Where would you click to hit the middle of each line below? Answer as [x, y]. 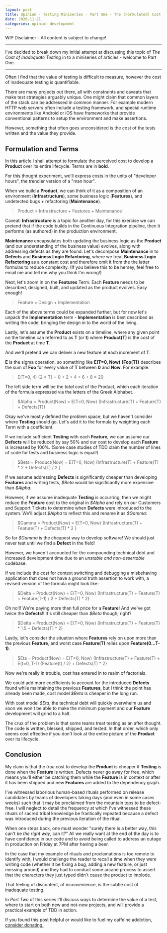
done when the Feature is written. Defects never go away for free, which [80, 772]
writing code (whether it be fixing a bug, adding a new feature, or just [76, 864]
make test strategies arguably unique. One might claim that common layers [82, 97]
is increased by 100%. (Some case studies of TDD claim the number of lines [83, 447]
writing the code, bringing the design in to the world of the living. [72, 323]
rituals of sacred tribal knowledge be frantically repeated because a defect [82, 813]
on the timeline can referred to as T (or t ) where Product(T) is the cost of [80, 338]
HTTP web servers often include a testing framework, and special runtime [81, 108]
